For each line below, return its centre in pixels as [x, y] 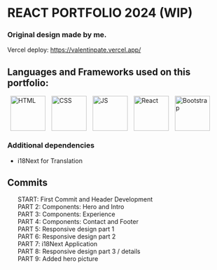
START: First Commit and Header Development [85, 199]
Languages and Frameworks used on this [99, 72]
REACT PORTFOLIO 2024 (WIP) [100, 13]
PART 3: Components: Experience [66, 214]
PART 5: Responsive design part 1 [66, 229]
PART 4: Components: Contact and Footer [78, 222]
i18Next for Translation [50, 161]
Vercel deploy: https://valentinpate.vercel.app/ [74, 50]
